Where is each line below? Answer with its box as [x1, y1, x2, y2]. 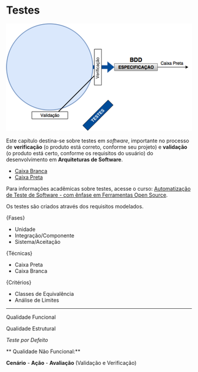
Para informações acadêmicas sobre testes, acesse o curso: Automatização [6, 185, 191, 192]
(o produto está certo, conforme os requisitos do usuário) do [6, 150, 153, 157]
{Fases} [6, 214, 25, 221]
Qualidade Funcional [6, 314, 56, 321]
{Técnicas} [6, 250, 33, 257]
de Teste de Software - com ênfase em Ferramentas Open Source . [6, 191, 168, 198]
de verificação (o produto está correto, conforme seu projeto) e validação [6, 143, 187, 151]
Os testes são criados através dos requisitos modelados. [6, 203, 144, 210]
